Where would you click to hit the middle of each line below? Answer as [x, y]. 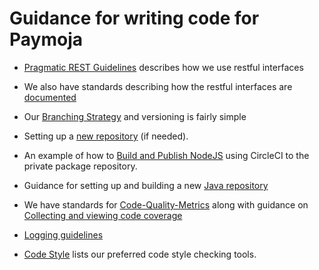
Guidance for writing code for [134, 18]
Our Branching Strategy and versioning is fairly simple [135, 116]
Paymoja [46, 39]
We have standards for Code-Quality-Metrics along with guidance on [166, 204]
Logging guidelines [63, 234]
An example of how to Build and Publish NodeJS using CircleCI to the [166, 155]
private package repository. [80, 166]
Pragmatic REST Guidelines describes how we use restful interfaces [163, 67]
